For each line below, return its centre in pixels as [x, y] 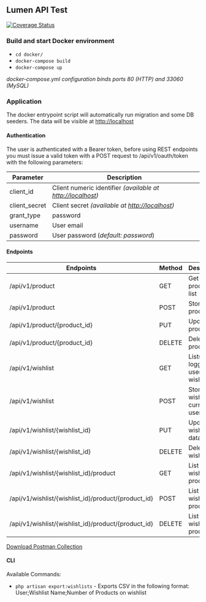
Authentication [26, 135]
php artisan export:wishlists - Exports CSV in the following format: [102, 586]
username [24, 225]
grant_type [25, 215]
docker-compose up [39, 68]
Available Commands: [34, 574]
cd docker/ [29, 55]
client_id [21, 191]
